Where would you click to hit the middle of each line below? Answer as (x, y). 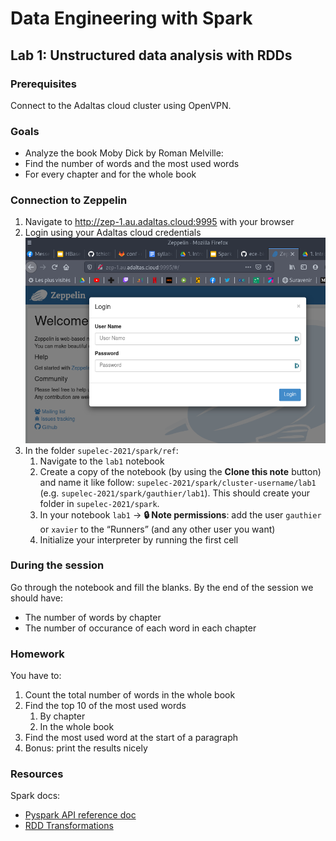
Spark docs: (35, 796)
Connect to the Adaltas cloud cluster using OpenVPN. (121, 105)
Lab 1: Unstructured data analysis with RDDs (151, 55)
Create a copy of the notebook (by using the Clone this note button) (180, 471)
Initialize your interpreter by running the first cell (139, 539)
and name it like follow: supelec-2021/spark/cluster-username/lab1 (178, 482)
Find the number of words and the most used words (132, 164)
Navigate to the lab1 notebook (102, 461)
